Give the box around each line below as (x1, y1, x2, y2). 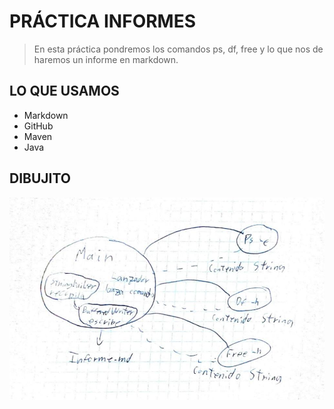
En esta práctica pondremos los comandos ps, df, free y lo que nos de (33, 43, 324, 55)
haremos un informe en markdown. (33, 53, 179, 65)
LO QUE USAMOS (9, 83, 120, 100)
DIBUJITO (9, 170, 72, 187)
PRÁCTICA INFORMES (9, 10, 197, 33)
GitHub (23, 120, 54, 132)
